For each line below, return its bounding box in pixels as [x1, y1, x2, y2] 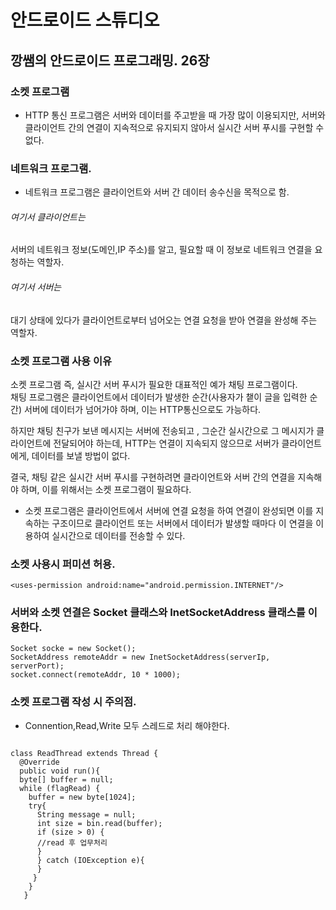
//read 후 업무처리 [36, 837, 108, 848]
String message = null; [36, 809, 137, 820]
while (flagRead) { [19, 783, 101, 793]
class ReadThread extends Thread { [10, 748, 159, 758]
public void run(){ [19, 766, 101, 776]
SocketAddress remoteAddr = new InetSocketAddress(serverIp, [10, 652, 271, 663]
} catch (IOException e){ [36, 855, 145, 865]
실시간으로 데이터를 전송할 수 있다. [51, 529, 186, 541]
